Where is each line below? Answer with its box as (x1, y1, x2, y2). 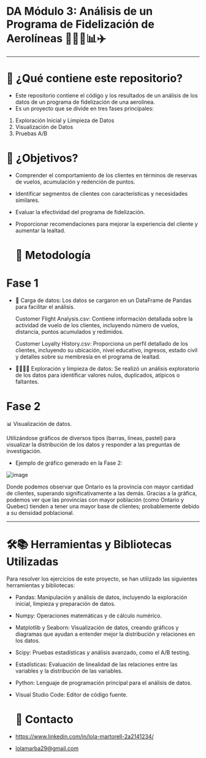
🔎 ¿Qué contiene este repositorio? (6, 72, 183, 85)
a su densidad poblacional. (6, 509, 75, 516)
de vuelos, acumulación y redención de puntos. (15, 178, 135, 185)
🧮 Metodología (15, 249, 91, 262)
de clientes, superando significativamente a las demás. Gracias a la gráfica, (6, 489, 197, 497)
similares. (15, 196, 40, 204)
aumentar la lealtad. (15, 226, 66, 234)
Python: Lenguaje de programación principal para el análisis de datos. (15, 679, 192, 686)
